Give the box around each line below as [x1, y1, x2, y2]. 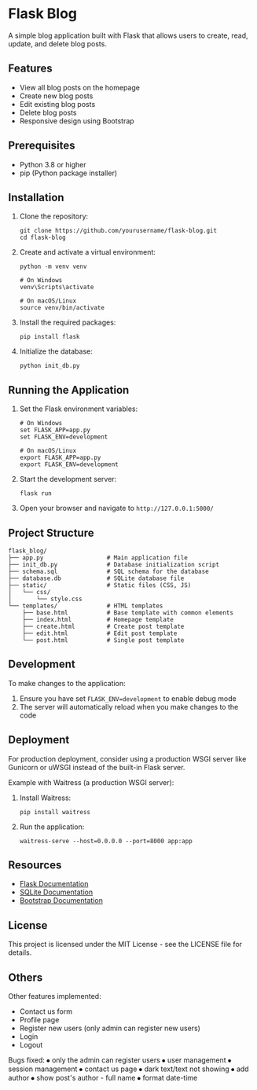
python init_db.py [19, 362, 80, 370]
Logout [19, 1040, 43, 1050]
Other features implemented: [8, 992, 101, 1001]
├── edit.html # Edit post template [22, 629, 178, 637]
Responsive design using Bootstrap [19, 116, 135, 126]
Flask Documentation [19, 879, 89, 889]
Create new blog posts [19, 91, 94, 101]
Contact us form [19, 1007, 73, 1016]
